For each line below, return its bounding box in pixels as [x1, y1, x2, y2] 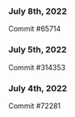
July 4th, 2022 [8, 82, 68, 94]
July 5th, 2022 [8, 44, 67, 56]
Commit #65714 [8, 24, 61, 34]
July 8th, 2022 [8, 6, 67, 17]
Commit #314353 [8, 62, 66, 72]
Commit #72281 [8, 101, 61, 111]
